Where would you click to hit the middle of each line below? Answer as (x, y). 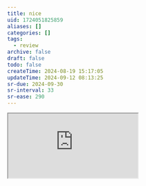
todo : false (24, 65)
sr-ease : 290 (26, 97)
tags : (15, 39)
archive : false (29, 52)
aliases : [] (24, 26)
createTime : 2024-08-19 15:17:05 (55, 71)
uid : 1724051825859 (35, 20)
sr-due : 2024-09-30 (35, 84)
